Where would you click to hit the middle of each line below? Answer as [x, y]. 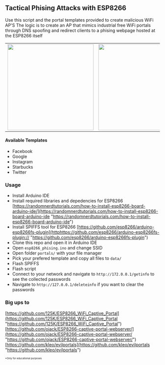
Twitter [19, 172]
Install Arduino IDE [31, 196]
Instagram [22, 162]
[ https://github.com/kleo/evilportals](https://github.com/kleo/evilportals [78, 344]
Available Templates [26, 140]
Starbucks [23, 167]
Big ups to [17, 303]
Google [20, 156]
